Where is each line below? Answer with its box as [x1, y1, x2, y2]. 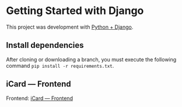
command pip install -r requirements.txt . [6, 62, 114, 69]
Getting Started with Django [6, 4, 144, 18]
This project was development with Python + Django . [6, 23, 134, 30]
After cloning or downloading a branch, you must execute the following [6, 56, 177, 63]
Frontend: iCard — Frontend [6, 95, 73, 102]
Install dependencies [6, 40, 84, 50]
